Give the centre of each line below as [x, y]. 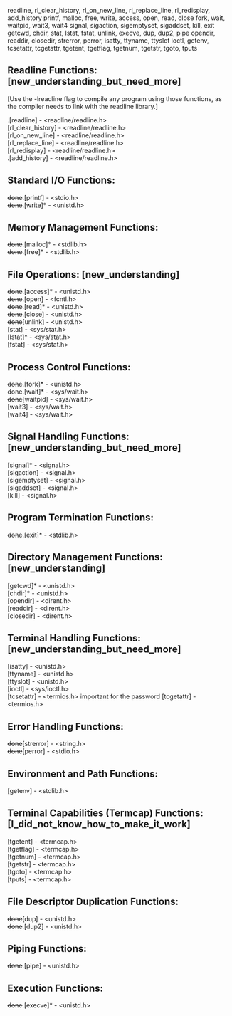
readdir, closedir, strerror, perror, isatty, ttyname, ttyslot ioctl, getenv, [108, 41]
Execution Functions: [55, 988]
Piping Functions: [47, 949]
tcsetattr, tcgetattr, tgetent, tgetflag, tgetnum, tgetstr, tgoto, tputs [102, 48]
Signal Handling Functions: [68, 437]
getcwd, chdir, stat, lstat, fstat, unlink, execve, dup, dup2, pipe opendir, [111, 33]
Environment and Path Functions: [83, 774]
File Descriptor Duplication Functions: [93, 902]
